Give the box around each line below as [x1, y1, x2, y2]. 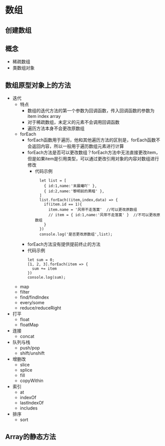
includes [19, 405, 38, 411]
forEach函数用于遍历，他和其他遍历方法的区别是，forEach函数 [27, 137, 156, 143]
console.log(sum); [27, 275, 66, 280]
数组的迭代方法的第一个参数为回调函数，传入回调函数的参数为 [27, 108, 155, 114]
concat [19, 333, 34, 340]
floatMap [19, 322, 39, 328]
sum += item [31, 266, 57, 271]
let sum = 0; [27, 258, 55, 263]
